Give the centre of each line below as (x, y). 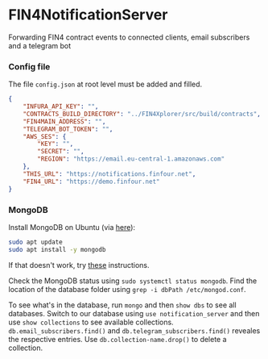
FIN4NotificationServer (88, 15)
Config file (29, 66)
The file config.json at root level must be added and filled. (105, 84)
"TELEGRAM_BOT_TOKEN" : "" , (68, 129)
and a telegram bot (40, 45)
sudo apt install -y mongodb (57, 249)
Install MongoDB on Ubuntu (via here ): (72, 227)
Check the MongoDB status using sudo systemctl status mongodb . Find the (133, 281)
